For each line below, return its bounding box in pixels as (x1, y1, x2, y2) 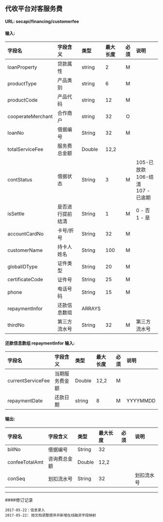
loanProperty (7, 64, 37, 71)
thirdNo (7, 322, 25, 328)
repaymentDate (7, 397, 43, 404)
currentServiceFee (7, 378, 50, 384)
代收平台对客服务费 (5, 4, 63, 13)
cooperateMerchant (7, 113, 53, 120)
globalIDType (7, 263, 38, 270)
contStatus (7, 177, 33, 183)
